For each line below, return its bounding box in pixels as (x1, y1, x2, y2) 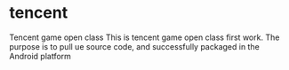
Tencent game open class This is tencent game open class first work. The (9, 32, 280, 43)
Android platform (9, 51, 71, 61)
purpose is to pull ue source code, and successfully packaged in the (9, 41, 260, 51)
